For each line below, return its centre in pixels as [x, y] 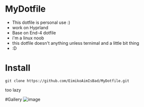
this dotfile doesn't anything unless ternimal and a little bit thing [76, 43]
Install [18, 68]
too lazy [13, 90]
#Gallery [14, 99]
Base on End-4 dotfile [34, 33]
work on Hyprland [30, 27]
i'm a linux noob [28, 38]
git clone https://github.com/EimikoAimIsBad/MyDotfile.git [67, 81]
